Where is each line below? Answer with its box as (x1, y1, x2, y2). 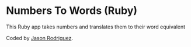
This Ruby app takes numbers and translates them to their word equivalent (6, 23, 186, 30)
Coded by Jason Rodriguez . (6, 34, 73, 41)
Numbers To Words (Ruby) (6, 4, 138, 17)
